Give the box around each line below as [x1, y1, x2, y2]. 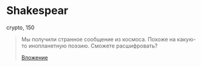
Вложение [21, 54, 48, 61]
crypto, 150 [6, 24, 35, 31]
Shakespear [6, 4, 69, 18]
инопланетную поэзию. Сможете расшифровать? [28, 42, 158, 49]
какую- [177, 35, 196, 43]
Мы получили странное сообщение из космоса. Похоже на [21, 35, 176, 43]
